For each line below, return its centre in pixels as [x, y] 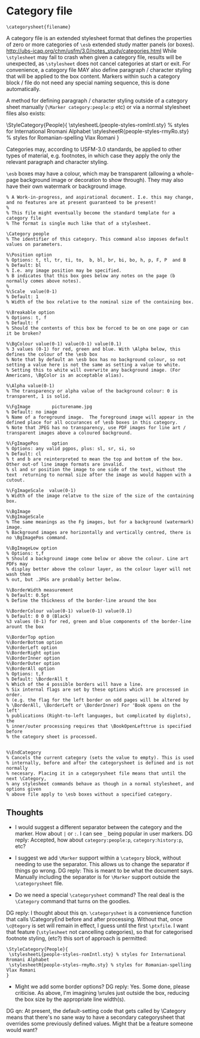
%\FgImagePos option [37, 443]
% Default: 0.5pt [28, 595]
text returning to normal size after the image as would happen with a [99, 475]
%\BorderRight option [33, 653]
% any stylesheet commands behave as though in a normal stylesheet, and [100, 784]
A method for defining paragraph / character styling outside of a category [97, 101]
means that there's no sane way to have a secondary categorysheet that [96, 1017]
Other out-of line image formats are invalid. [65, 464]
